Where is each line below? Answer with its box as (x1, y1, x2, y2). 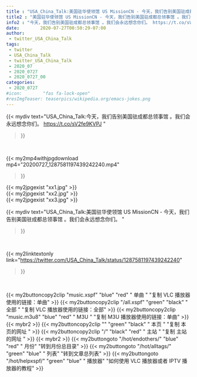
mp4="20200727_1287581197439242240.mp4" (6, 161, 120, 168)
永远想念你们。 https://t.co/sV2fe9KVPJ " (6, 120, 106, 127)
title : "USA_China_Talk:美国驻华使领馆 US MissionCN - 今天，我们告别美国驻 (6, 8, 186, 15)
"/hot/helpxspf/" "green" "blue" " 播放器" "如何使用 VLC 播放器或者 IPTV (6, 357, 181, 364)
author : (6, 31, 25, 36)
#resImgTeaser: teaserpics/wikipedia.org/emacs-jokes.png (6, 96, 151, 102)
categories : (6, 80, 35, 86)
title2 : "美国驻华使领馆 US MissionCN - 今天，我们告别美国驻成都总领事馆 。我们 (6, 14, 191, 20)
